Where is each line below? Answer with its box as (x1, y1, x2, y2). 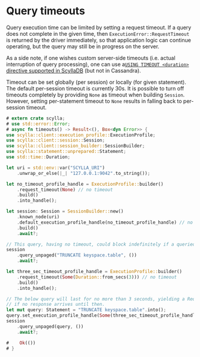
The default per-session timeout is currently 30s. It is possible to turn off (6, 84, 185, 92)
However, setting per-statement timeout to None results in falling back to (6, 97, 182, 105)
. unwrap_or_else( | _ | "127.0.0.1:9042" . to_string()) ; (17, 170, 151, 176)
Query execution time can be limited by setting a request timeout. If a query (6, 24, 192, 31)
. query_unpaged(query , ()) (17, 323, 84, 330)
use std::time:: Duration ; (6, 154, 70, 160)
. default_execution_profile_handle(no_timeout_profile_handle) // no (17, 219, 193, 226)
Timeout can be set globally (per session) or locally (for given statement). (6, 79, 186, 86)
